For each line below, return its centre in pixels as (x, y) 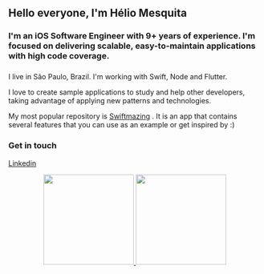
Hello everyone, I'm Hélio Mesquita (97, 13)
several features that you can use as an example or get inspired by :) (122, 125)
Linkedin (22, 163)
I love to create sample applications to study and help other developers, (127, 92)
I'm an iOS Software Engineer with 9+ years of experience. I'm (132, 36)
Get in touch (33, 146)
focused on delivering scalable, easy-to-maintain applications (132, 46)
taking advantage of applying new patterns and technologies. (110, 101)
